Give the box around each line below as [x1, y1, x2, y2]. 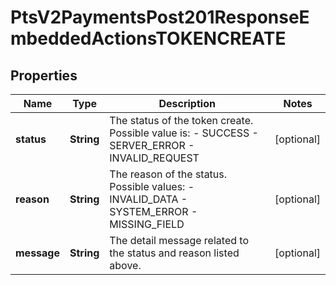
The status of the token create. [109, 114, 254, 127]
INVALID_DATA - [109, 192, 188, 206]
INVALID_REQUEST [109, 151, 200, 165]
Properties [10, 67, 78, 84]
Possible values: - [109, 180, 195, 193]
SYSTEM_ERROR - [109, 205, 198, 218]
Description [158, 97, 216, 110]
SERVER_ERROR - [109, 139, 195, 152]
